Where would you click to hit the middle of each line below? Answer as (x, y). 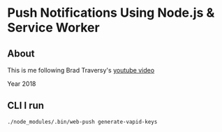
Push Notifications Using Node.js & (111, 13)
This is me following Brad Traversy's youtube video (81, 70)
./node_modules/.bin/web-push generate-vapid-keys (82, 122)
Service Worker (53, 28)
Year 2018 (22, 84)
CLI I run (25, 106)
